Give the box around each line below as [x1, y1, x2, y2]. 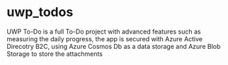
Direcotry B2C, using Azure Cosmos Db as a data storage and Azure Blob [6, 42, 221, 50]
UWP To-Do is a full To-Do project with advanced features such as [6, 27, 201, 36]
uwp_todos [6, 4, 74, 20]
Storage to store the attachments [6, 50, 103, 58]
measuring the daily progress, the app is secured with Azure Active [6, 34, 203, 43]
